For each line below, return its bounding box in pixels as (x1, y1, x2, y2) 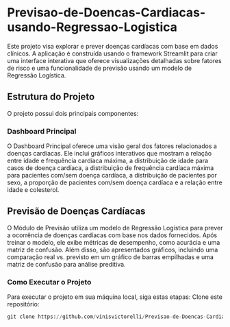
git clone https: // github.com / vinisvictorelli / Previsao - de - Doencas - (7, 313, 207, 320)
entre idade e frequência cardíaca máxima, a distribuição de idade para (7, 156, 209, 165)
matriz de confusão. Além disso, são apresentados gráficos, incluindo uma (7, 245, 218, 254)
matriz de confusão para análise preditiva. (7, 260, 126, 268)
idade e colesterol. (7, 186, 60, 194)
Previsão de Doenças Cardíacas (7, 206, 146, 217)
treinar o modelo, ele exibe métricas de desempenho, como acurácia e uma (7, 238, 220, 246)
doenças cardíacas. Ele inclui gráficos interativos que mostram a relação (7, 149, 212, 158)
